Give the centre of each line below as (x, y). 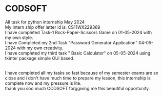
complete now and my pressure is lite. (43, 83)
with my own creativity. (40, 48)
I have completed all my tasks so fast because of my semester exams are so (82, 73)
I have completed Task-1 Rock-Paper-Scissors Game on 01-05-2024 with (79, 32)
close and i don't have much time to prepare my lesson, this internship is (78, 78)
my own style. (19, 38)
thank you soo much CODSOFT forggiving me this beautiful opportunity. (78, 88)
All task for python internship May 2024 (45, 22)
